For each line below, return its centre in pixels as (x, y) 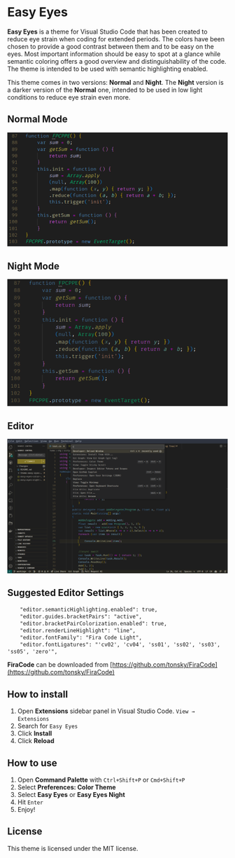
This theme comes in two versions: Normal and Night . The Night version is (115, 82)
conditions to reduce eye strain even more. (69, 97)
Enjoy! (26, 810)
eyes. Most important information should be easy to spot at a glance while (114, 54)
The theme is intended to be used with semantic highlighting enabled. (108, 69)
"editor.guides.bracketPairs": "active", (81, 617)
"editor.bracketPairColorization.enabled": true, (94, 624)
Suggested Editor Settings (66, 593)
